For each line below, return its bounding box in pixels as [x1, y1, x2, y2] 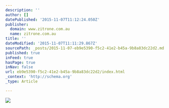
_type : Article [5, 79, 38, 84]
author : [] [5, 12, 29, 17]
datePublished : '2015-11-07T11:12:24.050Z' [5, 17, 100, 22]
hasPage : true [5, 60, 36, 65]
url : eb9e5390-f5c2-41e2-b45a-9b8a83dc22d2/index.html [5, 70, 125, 75]
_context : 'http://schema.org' [5, 74, 72, 79]
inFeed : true [5, 55, 33, 60]
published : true [5, 50, 40, 55]
